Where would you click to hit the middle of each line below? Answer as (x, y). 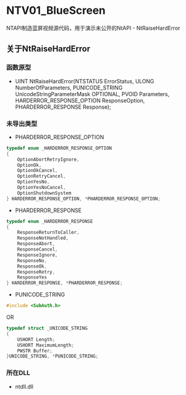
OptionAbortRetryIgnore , (48, 159)
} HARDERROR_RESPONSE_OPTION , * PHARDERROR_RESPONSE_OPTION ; (84, 199)
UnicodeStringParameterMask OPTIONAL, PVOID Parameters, (92, 94)
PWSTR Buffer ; (35, 351)
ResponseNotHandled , (43, 238)
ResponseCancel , (38, 249)
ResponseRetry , (36, 272)
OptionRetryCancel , (42, 176)
